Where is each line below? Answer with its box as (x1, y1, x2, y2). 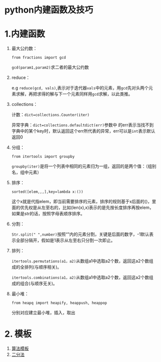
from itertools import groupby (11, 154, 75, 159)
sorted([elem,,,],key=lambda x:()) (11, 190, 84, 194)
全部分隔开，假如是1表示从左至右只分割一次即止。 (15, 238, 116, 243)
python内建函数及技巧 (4, 4, 93, 16)
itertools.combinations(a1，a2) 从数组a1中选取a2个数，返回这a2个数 (11, 275, 149, 280)
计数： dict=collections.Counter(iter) (11, 112, 90, 118)
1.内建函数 (4, 29, 45, 39)
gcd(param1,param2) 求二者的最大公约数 (11, 64, 89, 70)
